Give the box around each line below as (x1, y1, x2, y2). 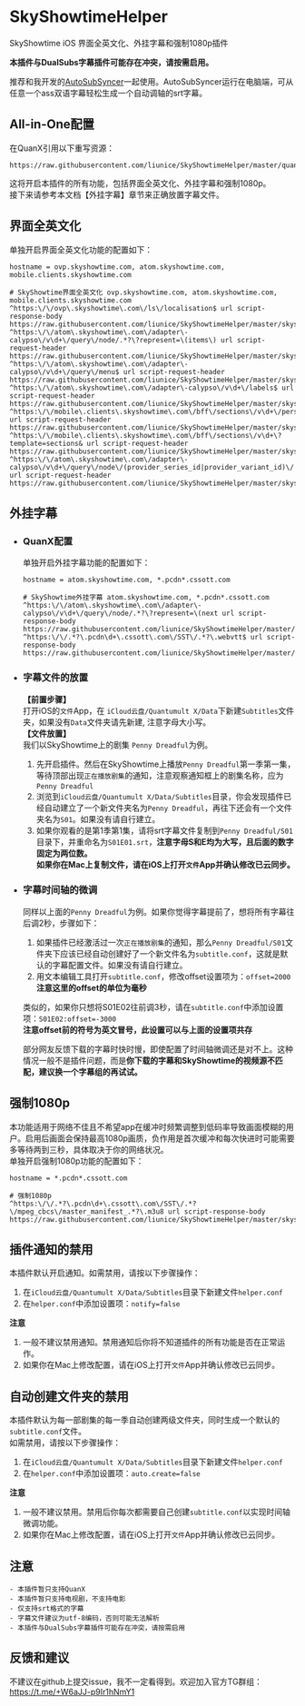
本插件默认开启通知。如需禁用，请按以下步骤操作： (9, 1267, 201, 1278)
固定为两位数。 (35, 848, 93, 858)
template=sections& (9, 439, 84, 448)
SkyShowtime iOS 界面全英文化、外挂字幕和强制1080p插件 (9, 37, 229, 48)
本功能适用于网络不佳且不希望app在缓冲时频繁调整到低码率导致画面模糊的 (9, 1121, 287, 1132)
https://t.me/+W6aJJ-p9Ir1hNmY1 (9, 1686, 135, 1697)
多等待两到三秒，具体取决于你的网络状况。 (9, 1144, 169, 1155)
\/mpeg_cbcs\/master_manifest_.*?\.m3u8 (9, 1206, 165, 1216)
